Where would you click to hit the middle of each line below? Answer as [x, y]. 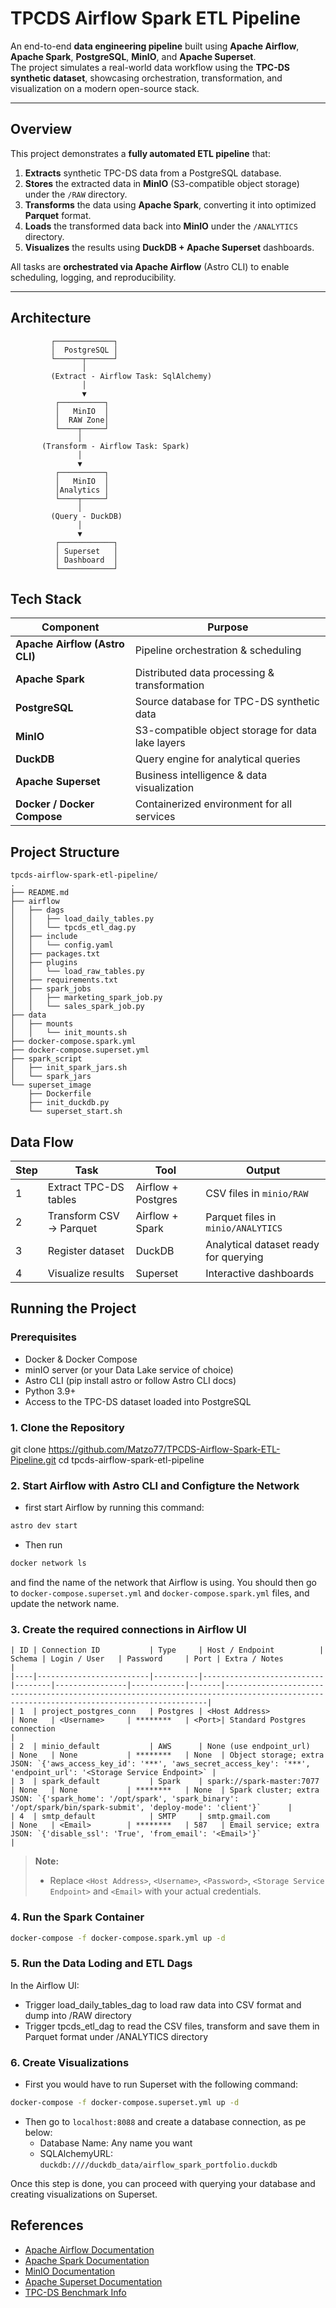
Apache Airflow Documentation [89, 2249]
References [47, 2225]
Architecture [51, 318]
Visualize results [86, 1273]
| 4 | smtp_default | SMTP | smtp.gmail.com [140, 1817]
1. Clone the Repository [67, 1427]
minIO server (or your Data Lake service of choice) [129, 1369]
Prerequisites [43, 1337]
